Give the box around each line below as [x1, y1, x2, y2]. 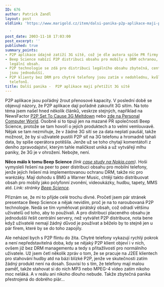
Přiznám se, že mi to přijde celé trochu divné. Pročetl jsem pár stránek [5, 194, 146, 200]
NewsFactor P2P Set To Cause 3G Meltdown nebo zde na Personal [5, 113, 140, 119]
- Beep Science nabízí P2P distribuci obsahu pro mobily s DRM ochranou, [5, 57, 159, 61]
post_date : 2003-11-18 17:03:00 [5, 34, 71, 39]
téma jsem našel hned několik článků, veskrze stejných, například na [5, 108, 143, 114]
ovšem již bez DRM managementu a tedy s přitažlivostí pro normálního [5, 245, 147, 251]
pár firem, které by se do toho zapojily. [5, 225, 83, 231]
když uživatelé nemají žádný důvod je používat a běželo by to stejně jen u [5, 220, 153, 226]
